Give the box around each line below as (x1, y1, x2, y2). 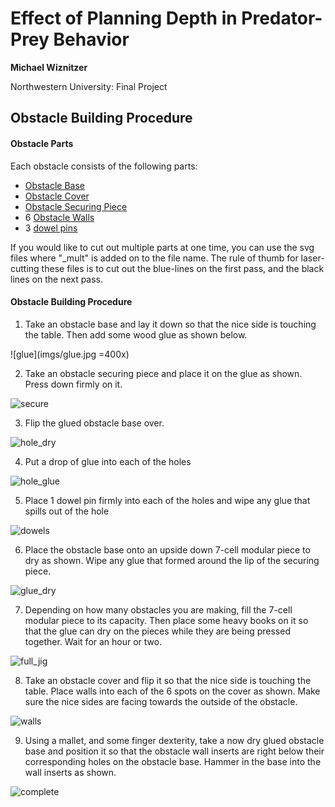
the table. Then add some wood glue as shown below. (24, 328, 248, 341)
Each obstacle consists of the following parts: (10, 160, 198, 172)
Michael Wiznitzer (10, 61, 88, 73)
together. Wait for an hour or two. (24, 635, 163, 647)
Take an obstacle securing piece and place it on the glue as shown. (24, 367, 303, 379)
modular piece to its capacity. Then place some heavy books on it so (24, 614, 309, 626)
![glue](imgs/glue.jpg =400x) (10, 348, 130, 360)
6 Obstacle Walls (24, 211, 95, 223)
